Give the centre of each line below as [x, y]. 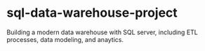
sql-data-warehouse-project [92, 13]
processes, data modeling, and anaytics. [65, 39]
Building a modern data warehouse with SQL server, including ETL [102, 32]
